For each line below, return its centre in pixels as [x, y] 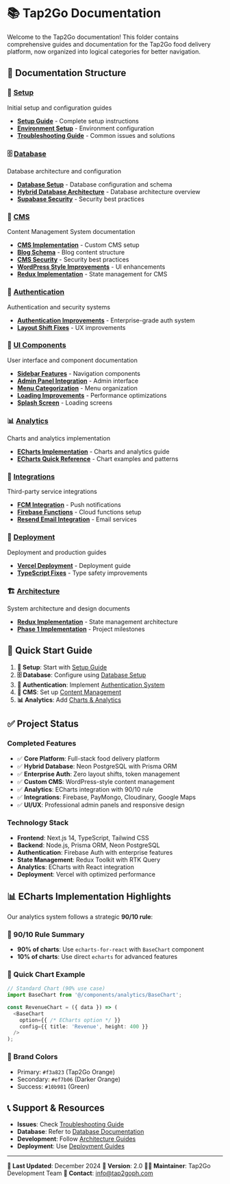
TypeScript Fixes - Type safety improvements [82, 573]
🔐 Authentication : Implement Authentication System [91, 685]
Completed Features [42, 744]
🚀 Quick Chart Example [46, 974]
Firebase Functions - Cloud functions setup [79, 512]
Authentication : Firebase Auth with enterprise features [95, 852]
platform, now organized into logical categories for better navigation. [104, 51]
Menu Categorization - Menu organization [77, 388]
